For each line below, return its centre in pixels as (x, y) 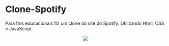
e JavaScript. (19, 28)
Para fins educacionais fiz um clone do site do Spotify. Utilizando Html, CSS (85, 23)
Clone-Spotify (36, 9)
